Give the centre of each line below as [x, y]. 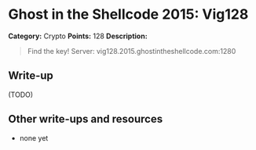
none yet [34, 137]
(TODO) [21, 95]
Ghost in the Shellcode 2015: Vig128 [128, 14]
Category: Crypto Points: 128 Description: [78, 36]
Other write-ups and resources [86, 119]
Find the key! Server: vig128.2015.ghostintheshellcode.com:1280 [132, 51]
